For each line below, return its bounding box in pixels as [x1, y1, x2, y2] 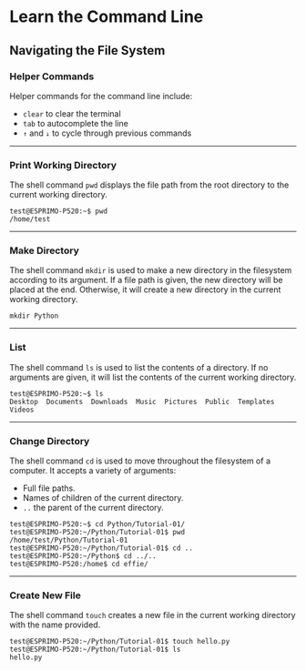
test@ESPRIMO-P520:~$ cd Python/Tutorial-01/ [9, 520, 185, 529]
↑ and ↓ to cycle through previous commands [22, 127, 192, 138]
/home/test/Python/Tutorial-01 [9, 535, 128, 545]
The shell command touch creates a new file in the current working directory [9, 610, 296, 621]
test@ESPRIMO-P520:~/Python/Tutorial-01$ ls [9, 645, 181, 655]
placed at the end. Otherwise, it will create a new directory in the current [9, 284, 281, 295]
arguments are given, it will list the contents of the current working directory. [9, 371, 297, 382]
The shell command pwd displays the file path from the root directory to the [9, 179, 290, 190]
